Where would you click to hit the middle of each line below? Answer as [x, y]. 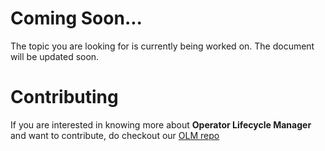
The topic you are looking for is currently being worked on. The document [162, 46]
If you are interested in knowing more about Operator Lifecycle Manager [161, 124]
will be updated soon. [55, 56]
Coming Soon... [76, 18]
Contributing [64, 97]
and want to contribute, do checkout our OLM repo [115, 135]
